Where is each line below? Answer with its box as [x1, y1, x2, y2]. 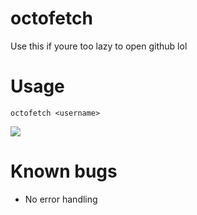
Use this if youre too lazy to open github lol [10, 40, 188, 52]
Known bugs [10, 160, 118, 183]
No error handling [24, 193, 98, 205]
